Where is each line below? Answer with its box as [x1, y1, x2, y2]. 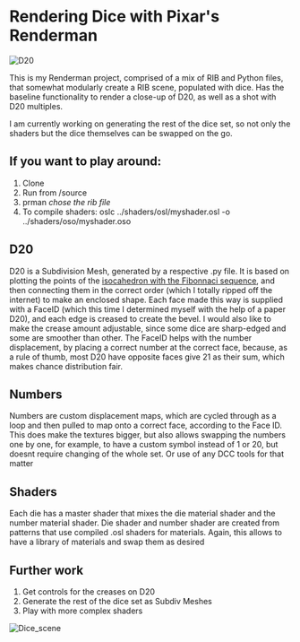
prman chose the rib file [21, 196, 111, 207]
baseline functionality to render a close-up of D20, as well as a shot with [9, 91, 277, 102]
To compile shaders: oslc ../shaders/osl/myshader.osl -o [21, 206, 231, 217]
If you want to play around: [9, 154, 162, 169]
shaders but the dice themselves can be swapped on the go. [9, 127, 233, 138]
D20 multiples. [9, 100, 64, 111]
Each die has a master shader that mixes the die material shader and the [9, 508, 276, 519]
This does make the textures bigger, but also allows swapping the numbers [9, 429, 287, 440]
